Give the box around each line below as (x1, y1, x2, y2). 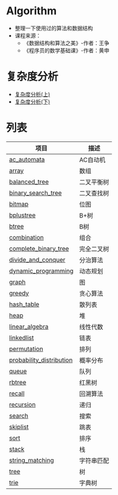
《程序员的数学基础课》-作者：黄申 (23, 46, 110, 54)
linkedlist (9, 333, 34, 342)
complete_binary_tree (9, 244, 69, 253)
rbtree (9, 378, 27, 386)
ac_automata (9, 155, 45, 163)
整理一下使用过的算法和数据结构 (14, 24, 93, 31)
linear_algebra (9, 322, 49, 330)
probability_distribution (9, 355, 73, 364)
